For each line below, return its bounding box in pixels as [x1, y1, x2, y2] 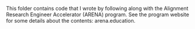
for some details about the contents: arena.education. [6, 17, 136, 24]
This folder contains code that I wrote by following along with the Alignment [6, 5, 189, 12]
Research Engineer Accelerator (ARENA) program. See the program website [6, 11, 189, 18]
